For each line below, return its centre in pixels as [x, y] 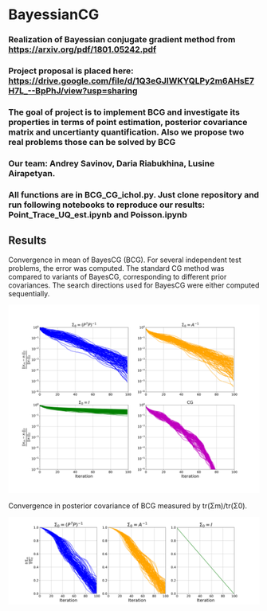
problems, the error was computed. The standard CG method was [116, 268]
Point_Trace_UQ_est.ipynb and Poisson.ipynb [98, 214]
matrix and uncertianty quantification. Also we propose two [126, 131]
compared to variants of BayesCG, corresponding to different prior [118, 276]
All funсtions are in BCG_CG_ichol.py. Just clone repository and [134, 194]
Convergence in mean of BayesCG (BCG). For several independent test [125, 260]
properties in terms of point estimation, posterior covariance [128, 122]
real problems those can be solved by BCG [92, 142]
